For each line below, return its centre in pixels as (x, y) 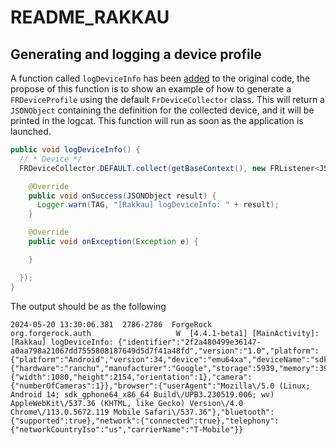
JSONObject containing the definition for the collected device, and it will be (162, 110)
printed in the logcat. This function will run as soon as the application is (157, 120)
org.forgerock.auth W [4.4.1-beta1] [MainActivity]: (165, 333)
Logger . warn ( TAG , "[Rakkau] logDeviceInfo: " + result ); (158, 205)
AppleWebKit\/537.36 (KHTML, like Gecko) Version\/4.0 (127, 403)
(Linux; (294, 386)
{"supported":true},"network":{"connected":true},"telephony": (145, 421)
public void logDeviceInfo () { (75, 150)
